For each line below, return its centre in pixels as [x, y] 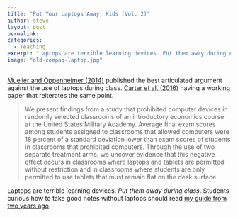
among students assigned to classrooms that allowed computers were [127, 131]
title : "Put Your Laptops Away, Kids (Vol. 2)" [79, 14]
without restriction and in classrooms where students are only [115, 169]
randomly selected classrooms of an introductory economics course [124, 116]
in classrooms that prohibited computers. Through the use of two [120, 147]
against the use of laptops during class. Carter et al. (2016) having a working [119, 88]
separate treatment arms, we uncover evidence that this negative [120, 154]
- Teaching [30, 47]
